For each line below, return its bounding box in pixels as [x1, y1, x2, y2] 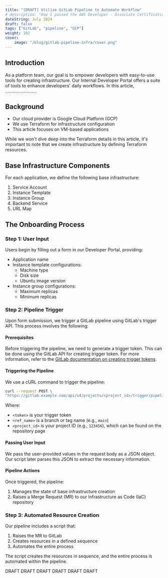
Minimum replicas [19, 294, 56, 300]
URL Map [12, 206, 32, 212]
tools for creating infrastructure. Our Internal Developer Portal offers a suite [5, 77, 160, 83]
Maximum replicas [19, 288, 58, 294]
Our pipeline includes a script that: [5, 523, 76, 529]
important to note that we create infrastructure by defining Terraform [5, 141, 147, 148]
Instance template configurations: [12, 261, 82, 267]
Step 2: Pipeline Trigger [5, 306, 64, 313]
